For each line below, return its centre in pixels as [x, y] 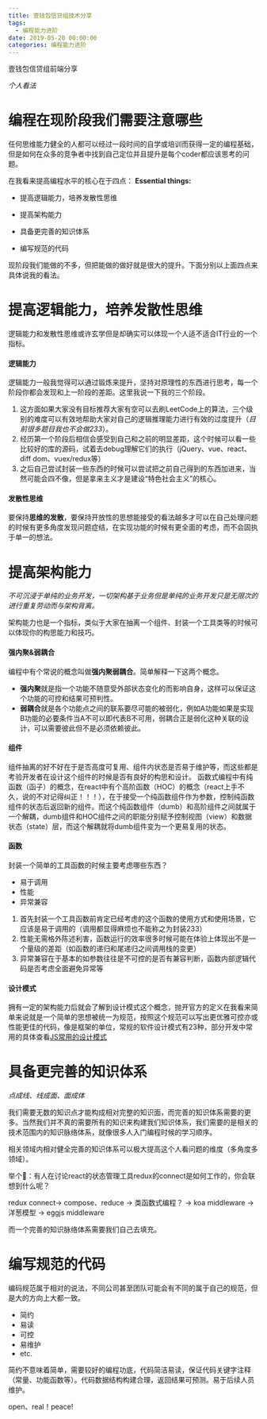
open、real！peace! [41, 1407]
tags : [17, 23]
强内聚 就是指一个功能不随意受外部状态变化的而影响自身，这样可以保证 [134, 688]
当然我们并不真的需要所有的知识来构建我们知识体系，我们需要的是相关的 [140, 1122]
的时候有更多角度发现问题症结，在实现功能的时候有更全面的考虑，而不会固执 [133, 527]
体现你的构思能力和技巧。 [57, 633]
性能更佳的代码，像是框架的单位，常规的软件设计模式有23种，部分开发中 [127, 1027]
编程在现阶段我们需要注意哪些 [106, 121]
